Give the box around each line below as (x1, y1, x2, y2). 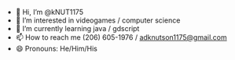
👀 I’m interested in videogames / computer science (15, 16, 181, 25)
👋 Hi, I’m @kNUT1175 (15, 8, 84, 16)
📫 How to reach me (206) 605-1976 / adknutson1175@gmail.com (15, 33, 227, 42)
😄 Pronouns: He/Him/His (15, 44, 98, 53)
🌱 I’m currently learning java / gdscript (15, 24, 140, 33)
